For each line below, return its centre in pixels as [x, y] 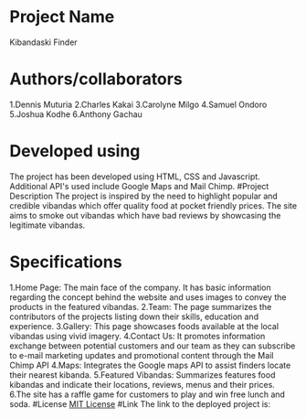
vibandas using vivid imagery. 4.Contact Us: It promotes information [137, 336]
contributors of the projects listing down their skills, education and [134, 316]
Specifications [66, 262]
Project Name [62, 17]
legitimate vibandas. [47, 225]
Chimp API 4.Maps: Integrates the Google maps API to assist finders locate [150, 365]
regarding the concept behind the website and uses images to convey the [148, 297]
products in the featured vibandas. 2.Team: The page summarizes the [141, 306]
